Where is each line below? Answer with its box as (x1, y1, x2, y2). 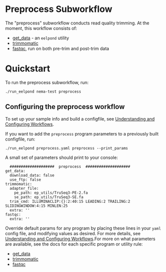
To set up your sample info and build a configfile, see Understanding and (5, 116, 155, 122)
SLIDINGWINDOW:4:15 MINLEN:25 (5, 203, 68, 208)
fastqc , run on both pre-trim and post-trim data (12, 45, 110, 51)
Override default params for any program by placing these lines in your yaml (5, 225, 161, 231)
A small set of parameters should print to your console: (5, 154, 118, 160)
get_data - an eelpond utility (12, 35, 69, 41)
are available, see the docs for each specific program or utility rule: (5, 241, 143, 247)
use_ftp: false (9, 177, 41, 182)
